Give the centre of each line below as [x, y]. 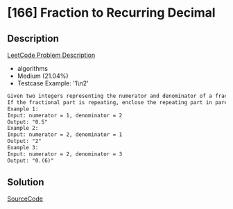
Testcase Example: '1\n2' [53, 83]
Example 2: [23, 128]
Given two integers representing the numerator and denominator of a [110, 96]
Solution [26, 182]
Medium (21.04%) [43, 76]
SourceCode [25, 199]
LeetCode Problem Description [51, 55]
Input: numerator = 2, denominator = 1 [65, 135]
